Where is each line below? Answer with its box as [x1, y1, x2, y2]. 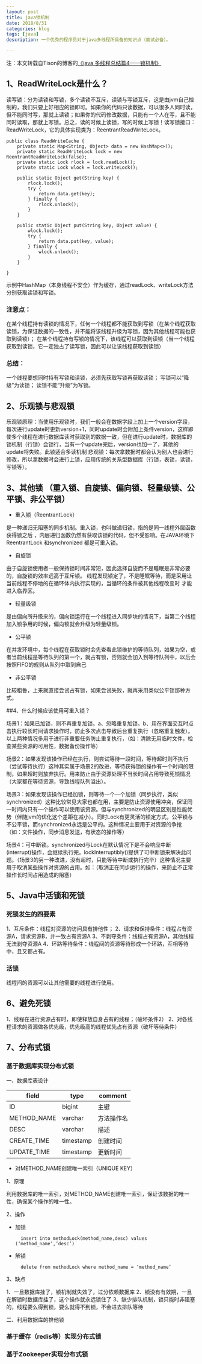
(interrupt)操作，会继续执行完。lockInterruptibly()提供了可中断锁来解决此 [6, 849, 186, 856]
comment [99, 1092, 127, 1100]
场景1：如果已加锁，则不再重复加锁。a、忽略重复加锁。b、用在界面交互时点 [6, 720, 194, 727]
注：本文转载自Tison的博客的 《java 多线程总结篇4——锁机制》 [6, 60, 162, 66]
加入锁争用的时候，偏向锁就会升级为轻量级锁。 [6, 620, 122, 627]
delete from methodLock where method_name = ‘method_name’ [20, 1264, 172, 1270]
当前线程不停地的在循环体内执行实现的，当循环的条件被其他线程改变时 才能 [6, 580, 192, 587]
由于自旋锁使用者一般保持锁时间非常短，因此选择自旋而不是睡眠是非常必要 [6, 565, 191, 572]
